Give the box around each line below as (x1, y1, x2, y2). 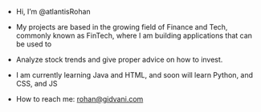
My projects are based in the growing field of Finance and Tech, (15, 22, 228, 31)
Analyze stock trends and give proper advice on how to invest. (15, 55, 223, 64)
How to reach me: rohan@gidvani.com (15, 94, 144, 103)
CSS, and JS (15, 79, 58, 88)
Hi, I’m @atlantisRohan (15, 7, 91, 16)
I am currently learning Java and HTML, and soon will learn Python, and (15, 70, 254, 79)
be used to (15, 39, 52, 49)
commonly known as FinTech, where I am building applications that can (15, 31, 253, 40)
